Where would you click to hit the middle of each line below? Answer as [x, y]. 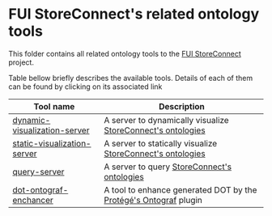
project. [21, 62]
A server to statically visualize [161, 143]
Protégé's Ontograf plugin [153, 200]
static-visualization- [52, 143]
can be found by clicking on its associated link [85, 87]
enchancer [33, 200]
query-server [38, 172]
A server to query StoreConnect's [168, 167]
